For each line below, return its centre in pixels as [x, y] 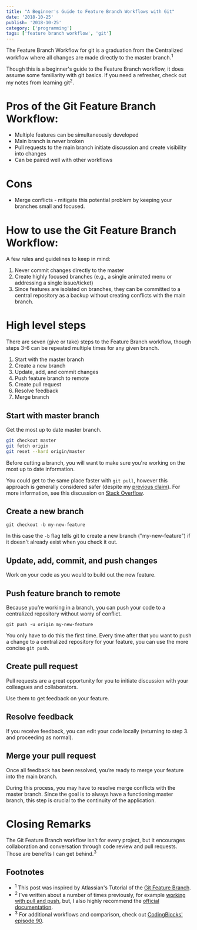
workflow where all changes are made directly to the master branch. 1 [90, 57]
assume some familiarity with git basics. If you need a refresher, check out [96, 75]
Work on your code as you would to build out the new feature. [81, 575]
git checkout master [31, 441]
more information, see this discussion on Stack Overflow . [75, 493]
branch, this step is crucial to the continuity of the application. [81, 800]
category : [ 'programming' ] [39, 28]
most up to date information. [41, 469]
